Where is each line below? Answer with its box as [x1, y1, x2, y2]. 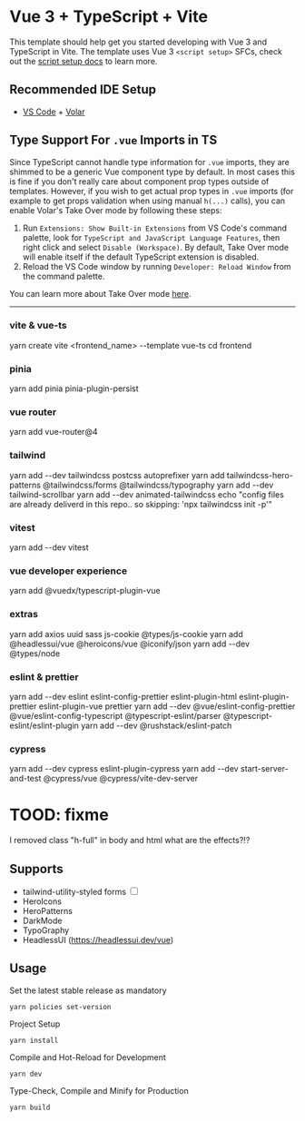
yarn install [9, 1036, 59, 1045]
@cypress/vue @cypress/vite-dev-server [43, 773, 198, 784]
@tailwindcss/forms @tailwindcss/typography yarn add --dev [42, 479, 274, 490]
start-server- [240, 763, 289, 774]
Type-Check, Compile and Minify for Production [9, 1085, 189, 1096]
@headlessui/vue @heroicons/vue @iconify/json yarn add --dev [9, 638, 251, 649]
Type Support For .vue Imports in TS [9, 133, 218, 148]
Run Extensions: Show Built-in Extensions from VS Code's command [22, 222, 288, 233]
